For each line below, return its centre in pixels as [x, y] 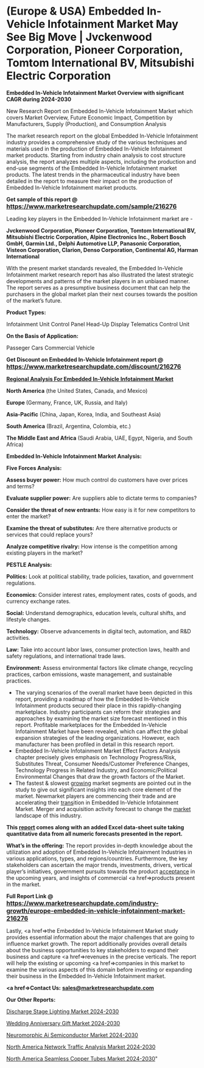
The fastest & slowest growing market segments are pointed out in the [103, 783]
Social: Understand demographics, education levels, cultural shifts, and [96, 613]
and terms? [20, 486]
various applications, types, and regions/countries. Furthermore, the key [97, 858]
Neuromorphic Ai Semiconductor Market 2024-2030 [72, 1035]
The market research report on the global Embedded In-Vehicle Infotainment [102, 136]
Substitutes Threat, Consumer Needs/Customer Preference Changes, [102, 764]
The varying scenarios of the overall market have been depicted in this [104, 692]
